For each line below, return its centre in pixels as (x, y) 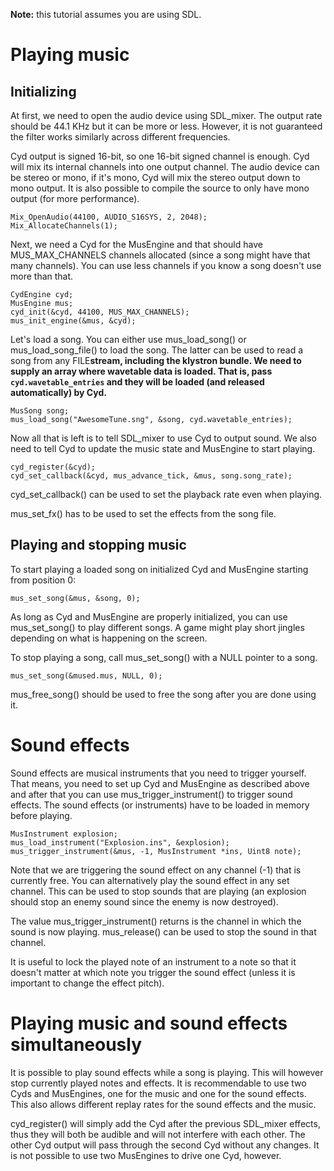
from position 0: (43, 580)
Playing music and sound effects (149, 1023)
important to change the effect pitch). (87, 983)
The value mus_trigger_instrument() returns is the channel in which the (156, 921)
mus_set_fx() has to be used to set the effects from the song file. (143, 513)
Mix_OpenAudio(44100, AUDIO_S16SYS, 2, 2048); (109, 217)
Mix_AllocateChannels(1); (64, 226)
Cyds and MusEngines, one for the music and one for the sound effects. (158, 1093)
